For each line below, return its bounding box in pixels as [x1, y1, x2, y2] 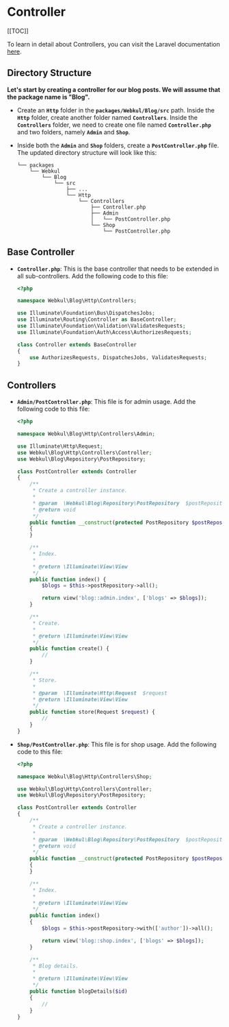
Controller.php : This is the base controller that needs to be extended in [16, 265, 219, 273]
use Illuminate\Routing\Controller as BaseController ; [16, 316, 177, 323]
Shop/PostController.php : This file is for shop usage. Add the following [16, 740, 217, 748]
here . [7, 47, 22, 56]
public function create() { [29, 645, 109, 652]
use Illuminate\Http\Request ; [16, 443, 104, 450]
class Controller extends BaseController [16, 341, 137, 348]
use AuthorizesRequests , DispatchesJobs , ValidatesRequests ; [29, 354, 207, 361]
